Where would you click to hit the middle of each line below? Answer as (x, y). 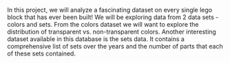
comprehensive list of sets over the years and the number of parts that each (115, 46)
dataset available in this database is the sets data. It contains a (96, 39)
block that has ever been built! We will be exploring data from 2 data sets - (113, 17)
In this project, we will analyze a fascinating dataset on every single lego (109, 10)
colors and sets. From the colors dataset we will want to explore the (103, 24)
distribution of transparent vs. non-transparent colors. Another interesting (112, 32)
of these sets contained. (41, 53)
